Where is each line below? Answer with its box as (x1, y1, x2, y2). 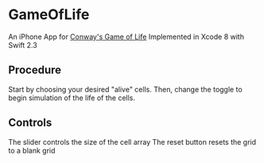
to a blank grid (8, 146, 56, 155)
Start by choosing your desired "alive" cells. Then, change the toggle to (8, 84, 243, 94)
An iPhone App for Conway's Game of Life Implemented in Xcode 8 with (8, 32, 245, 41)
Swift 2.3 (8, 40, 37, 49)
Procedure (8, 64, 62, 77)
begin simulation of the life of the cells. (8, 93, 136, 103)
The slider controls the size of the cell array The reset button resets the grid (8, 137, 257, 146)
